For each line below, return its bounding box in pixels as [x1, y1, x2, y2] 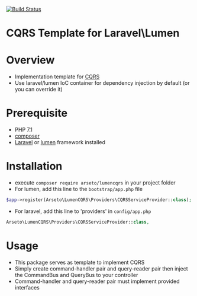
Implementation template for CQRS [14, 73, 100, 80]
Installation [6, 160, 63, 173]
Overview [6, 53, 55, 67]
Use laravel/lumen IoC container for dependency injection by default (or [14, 79, 190, 87]
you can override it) [14, 86, 63, 93]
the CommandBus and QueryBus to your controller [14, 271, 138, 278]
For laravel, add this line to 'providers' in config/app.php [14, 208, 151, 215]
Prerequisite [6, 107, 68, 120]
